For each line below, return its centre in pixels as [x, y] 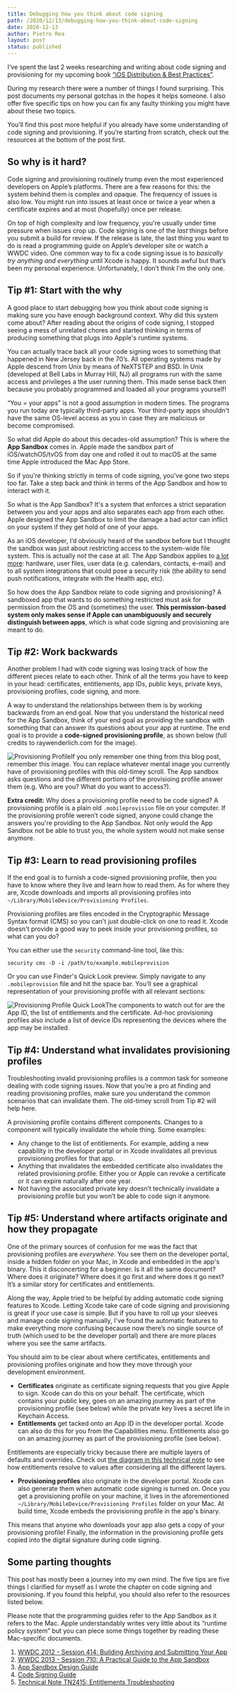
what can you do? [33, 937]
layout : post [27, 40]
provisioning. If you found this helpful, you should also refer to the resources [119, 1594]
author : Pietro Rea [36, 34]
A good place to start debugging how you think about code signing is [108, 307]
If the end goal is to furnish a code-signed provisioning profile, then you [112, 878]
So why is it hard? [47, 162]
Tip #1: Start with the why [65, 290]
